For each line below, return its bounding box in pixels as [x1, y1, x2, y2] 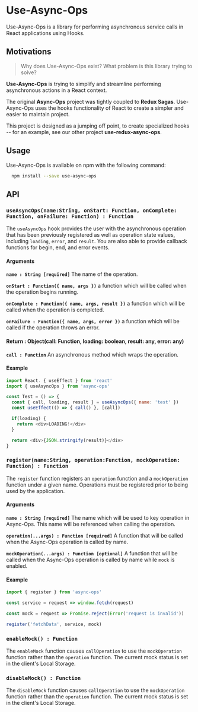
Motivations [6, 47, 52, 57]
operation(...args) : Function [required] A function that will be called [6, 532, 184, 539]
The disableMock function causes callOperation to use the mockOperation [6, 686, 185, 694]
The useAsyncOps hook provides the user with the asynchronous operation [6, 225, 186, 232]
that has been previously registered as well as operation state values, [6, 231, 175, 239]
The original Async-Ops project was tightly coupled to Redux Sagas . [6, 98, 175, 105]
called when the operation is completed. [6, 306, 105, 313]
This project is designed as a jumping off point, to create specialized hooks [6, 122, 190, 129]
